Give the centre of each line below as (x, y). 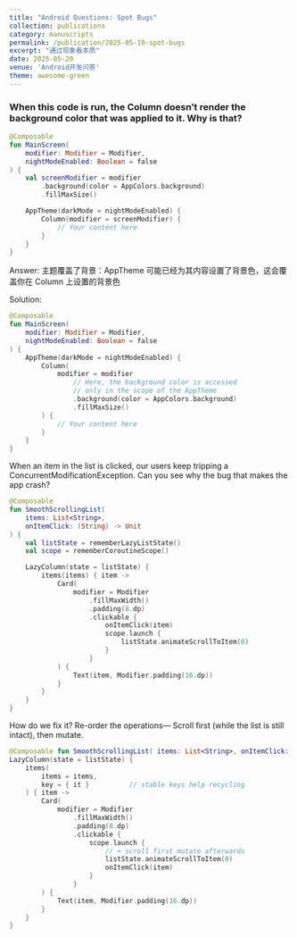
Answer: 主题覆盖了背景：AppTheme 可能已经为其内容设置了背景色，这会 (144, 271)
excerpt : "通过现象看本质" (55, 51)
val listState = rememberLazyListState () (103, 543)
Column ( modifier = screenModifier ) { (111, 219)
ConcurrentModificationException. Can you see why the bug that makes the (148, 475)
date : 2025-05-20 (41, 59)
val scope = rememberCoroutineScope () (97, 551)
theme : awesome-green (49, 76)
